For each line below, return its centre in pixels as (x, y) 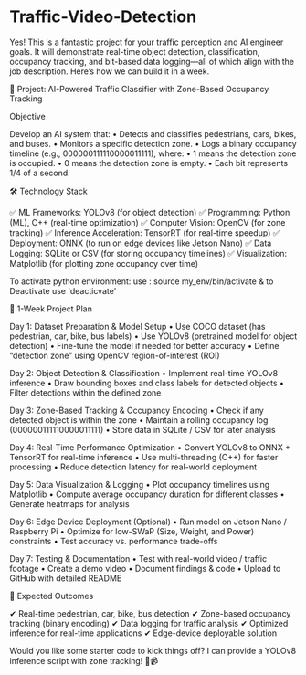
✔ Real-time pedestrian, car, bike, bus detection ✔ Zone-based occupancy (150, 613)
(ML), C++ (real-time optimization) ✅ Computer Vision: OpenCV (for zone (148, 222)
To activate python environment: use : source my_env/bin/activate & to (142, 281)
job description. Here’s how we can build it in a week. (110, 71)
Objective (27, 116)
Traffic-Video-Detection (103, 17)
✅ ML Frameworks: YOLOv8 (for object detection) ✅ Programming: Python (150, 212)
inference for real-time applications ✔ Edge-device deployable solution (143, 633)
